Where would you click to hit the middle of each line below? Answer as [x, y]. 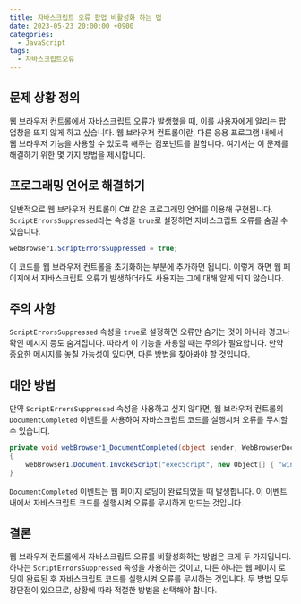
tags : [19, 51]
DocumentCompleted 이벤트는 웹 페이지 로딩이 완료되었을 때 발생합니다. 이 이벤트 [149, 491]
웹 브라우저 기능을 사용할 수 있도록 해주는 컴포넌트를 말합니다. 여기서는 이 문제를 [149, 143]
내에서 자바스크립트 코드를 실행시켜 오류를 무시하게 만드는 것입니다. [126, 502]
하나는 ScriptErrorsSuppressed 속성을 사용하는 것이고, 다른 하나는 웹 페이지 [143, 568]
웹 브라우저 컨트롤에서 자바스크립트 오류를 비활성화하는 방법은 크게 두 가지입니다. [150, 557]
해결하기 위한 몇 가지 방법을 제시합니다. [77, 154]
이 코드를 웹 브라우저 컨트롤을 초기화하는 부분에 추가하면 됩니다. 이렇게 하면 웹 [146, 266]
